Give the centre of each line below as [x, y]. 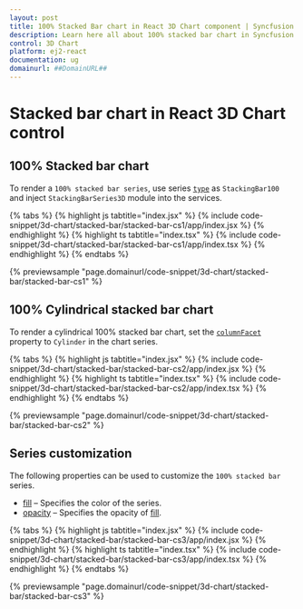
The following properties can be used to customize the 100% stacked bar [145, 475]
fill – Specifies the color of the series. [92, 503]
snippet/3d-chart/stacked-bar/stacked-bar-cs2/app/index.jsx [125, 368]
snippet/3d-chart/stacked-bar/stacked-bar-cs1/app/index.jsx [124, 225]
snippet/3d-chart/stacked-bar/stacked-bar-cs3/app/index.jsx [125, 539]
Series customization [71, 454]
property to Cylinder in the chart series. [84, 341]
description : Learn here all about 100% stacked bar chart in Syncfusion [152, 35]
